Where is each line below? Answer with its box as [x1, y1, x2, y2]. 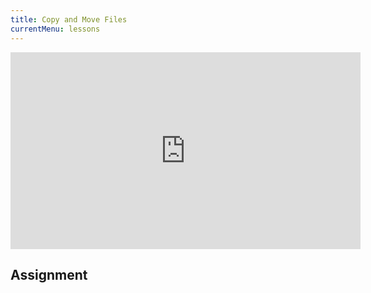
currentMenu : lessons [10, 24, 101, 34]
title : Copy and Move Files [10, 14, 128, 25]
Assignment [10, 266, 88, 283]
